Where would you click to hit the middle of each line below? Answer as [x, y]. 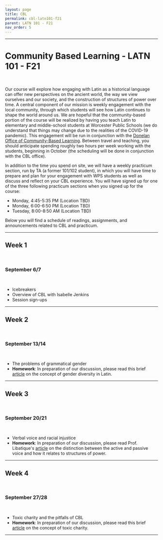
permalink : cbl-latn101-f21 [33, 18]
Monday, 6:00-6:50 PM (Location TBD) [51, 206]
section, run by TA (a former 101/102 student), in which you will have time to [81, 171]
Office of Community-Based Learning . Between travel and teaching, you [77, 141]
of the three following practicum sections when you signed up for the [74, 186]
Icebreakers [24, 289]
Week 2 [17, 320]
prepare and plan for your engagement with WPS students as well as [73, 176]
